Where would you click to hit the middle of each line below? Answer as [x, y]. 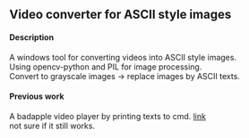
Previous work [37, 96]
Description [32, 37]
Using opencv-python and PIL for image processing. [106, 67]
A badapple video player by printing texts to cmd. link [107, 116]
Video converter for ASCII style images [120, 15]
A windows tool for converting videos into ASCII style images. [123, 57]
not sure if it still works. [52, 126]
